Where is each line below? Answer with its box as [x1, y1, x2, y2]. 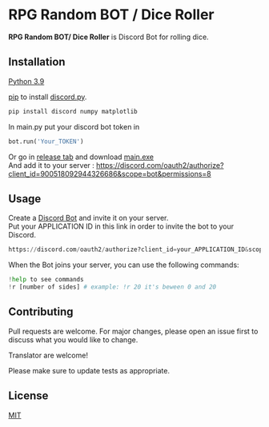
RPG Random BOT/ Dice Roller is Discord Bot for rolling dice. [8, 32, 210, 42]
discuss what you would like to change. [8, 334, 139, 345]
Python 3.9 [8, 76, 45, 86]
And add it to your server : [8, 160, 94, 170]
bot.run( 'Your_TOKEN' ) [8, 138, 84, 146]
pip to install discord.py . [8, 92, 87, 102]
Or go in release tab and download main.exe [8, 152, 155, 162]
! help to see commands [8, 276, 84, 284]
